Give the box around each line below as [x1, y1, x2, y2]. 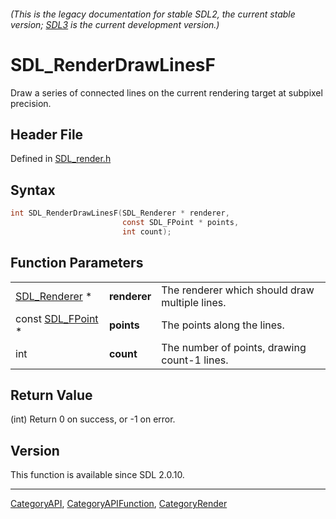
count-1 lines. [161, 353, 229, 367]
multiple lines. [161, 295, 227, 309]
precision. [10, 97, 52, 109]
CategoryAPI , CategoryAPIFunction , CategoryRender [10, 498, 228, 510]
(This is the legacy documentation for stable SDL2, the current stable [10, 8, 296, 20]
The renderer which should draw [161, 283, 315, 297]
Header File [10, 126, 84, 143]
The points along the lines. [161, 318, 285, 332]
